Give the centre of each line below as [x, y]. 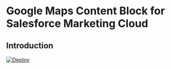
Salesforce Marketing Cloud [77, 23]
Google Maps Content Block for [86, 11]
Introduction [30, 46]
